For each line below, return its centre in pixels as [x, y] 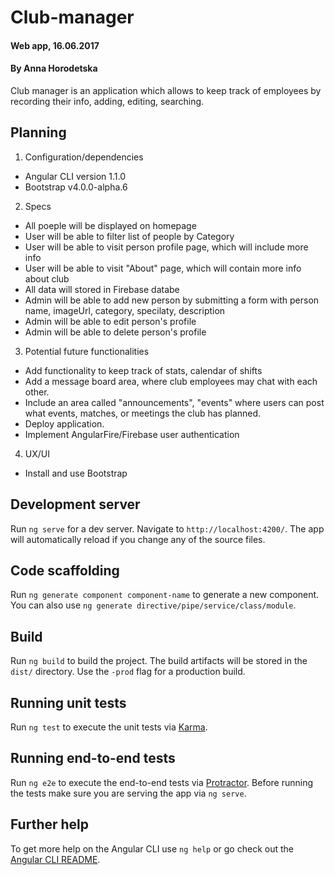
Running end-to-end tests [93, 758]
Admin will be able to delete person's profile [115, 332]
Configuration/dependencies [84, 157]
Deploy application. [64, 423]
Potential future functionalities [87, 351]
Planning [38, 132]
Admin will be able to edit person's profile [110, 321]
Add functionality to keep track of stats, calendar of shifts [143, 370]
